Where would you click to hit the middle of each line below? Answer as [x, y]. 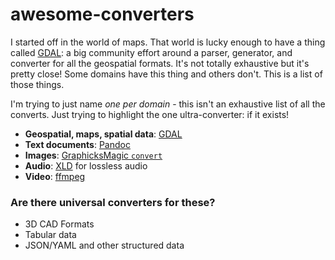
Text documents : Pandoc [77, 144]
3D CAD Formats [59, 224]
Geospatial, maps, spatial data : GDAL [103, 134]
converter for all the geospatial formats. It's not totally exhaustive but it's [160, 63]
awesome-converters [102, 14]
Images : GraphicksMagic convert [93, 155]
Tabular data [50, 235]
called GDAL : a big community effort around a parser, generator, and [151, 52]
